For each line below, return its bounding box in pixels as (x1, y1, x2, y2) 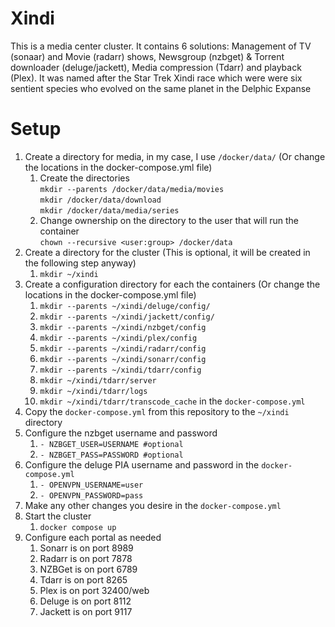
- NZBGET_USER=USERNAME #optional (39, 439, 184, 449)
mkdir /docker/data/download (39, 195, 162, 205)
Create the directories (39, 172, 130, 184)
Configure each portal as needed (24, 531, 162, 543)
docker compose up (39, 522, 117, 532)
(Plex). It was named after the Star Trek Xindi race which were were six (10, 72, 303, 84)
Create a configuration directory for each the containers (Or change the (24, 278, 321, 290)
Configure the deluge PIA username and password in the (24, 458, 260, 471)
